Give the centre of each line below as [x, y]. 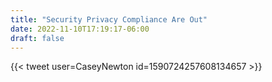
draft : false [37, 38]
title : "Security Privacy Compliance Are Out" [109, 19]
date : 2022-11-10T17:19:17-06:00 [80, 29]
